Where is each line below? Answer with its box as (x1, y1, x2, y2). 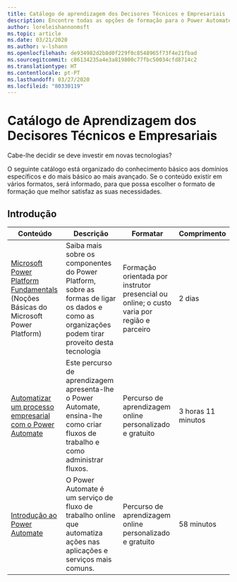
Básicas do (11, 303, 48, 312)
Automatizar (11, 393, 51, 403)
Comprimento (178, 229, 226, 238)
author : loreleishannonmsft (7, 23, 90, 30)
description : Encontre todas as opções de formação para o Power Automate (7, 17, 232, 24)
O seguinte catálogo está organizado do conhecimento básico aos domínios (7, 165, 229, 174)
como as (66, 311, 95, 321)
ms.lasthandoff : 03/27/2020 (7, 75, 90, 83)
